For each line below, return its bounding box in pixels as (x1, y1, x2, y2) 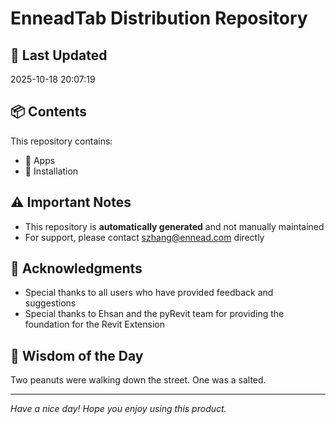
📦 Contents (10, 103, 87, 121)
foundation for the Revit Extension (24, 318, 165, 331)
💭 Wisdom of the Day (10, 347, 144, 364)
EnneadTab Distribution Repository (10, 7, 308, 30)
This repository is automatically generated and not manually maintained (24, 220, 325, 232)
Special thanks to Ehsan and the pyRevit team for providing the (24, 308, 285, 320)
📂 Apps (24, 154, 56, 166)
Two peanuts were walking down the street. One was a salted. (10, 374, 267, 386)
